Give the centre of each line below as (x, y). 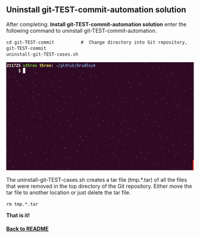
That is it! (18, 215)
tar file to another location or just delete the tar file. (68, 192)
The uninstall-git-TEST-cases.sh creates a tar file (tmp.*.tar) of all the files (97, 179)
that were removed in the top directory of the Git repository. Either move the (99, 186)
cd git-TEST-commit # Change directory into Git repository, (97, 42)
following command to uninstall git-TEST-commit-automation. (82, 30)
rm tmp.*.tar (22, 204)
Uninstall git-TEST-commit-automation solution (96, 10)
